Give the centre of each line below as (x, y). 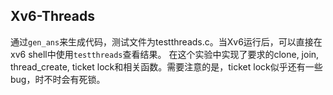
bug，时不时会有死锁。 (58, 79)
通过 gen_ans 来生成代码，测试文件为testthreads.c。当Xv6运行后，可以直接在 (166, 41)
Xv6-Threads (52, 16)
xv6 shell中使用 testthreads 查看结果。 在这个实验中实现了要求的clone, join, (165, 54)
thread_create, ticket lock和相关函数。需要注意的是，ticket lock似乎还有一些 (166, 66)
